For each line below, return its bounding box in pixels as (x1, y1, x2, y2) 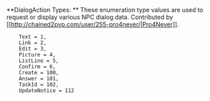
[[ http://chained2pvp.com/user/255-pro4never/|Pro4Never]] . (6, 20, 179, 28)
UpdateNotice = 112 (19, 87, 75, 94)
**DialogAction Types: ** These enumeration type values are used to (6, 6, 204, 14)
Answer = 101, (19, 75, 59, 82)
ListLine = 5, (19, 57, 59, 64)
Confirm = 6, (19, 63, 56, 70)
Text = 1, (19, 33, 47, 40)
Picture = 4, (19, 51, 56, 58)
